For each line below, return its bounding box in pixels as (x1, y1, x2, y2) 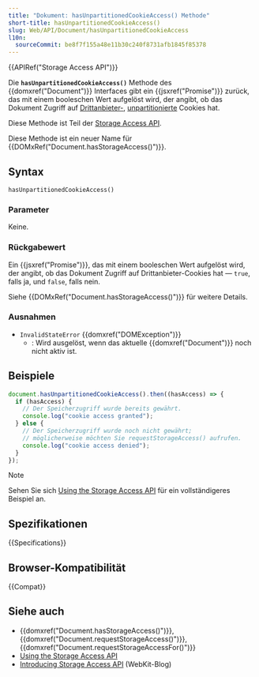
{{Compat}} (8, 582, 46, 592)
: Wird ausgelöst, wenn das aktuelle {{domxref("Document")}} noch (31, 337, 252, 348)
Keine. (8, 222, 29, 231)
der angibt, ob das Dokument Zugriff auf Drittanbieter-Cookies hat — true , (8, 268, 251, 277)
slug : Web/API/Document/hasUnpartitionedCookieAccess (8, 26, 190, 34)
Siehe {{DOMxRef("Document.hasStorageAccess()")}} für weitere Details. (8, 291, 249, 301)
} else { (15, 419, 44, 427)
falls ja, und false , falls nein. (8, 276, 101, 286)
